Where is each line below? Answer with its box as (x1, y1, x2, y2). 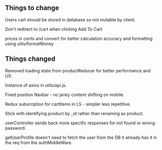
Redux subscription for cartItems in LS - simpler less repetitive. (5, 101, 131, 107)
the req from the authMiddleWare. (5, 139, 73, 145)
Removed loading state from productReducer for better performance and (5, 67, 151, 73)
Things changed (5, 55, 56, 63)
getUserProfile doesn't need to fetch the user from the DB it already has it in (5, 134, 158, 140)
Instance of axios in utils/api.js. (5, 82, 67, 88)
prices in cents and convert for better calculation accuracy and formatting (5, 35, 153, 41)
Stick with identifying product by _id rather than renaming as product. (5, 110, 144, 116)
